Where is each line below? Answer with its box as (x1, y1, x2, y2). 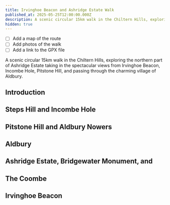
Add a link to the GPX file (12, 47, 65, 53)
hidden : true (5, 21, 33, 27)
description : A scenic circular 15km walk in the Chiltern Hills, (5, 17, 148, 22)
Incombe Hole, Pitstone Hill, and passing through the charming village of (5, 68, 156, 74)
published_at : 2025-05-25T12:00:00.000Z (5, 12, 92, 17)
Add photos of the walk (12, 41, 62, 47)
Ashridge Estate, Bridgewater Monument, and (5, 157, 153, 165)
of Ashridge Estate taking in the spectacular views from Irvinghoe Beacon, (5, 62, 160, 69)
